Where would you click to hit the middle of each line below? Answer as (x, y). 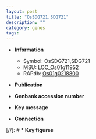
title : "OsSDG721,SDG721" (37, 17)
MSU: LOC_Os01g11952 (51, 67)
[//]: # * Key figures (30, 130)
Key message (31, 107)
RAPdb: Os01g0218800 (51, 74)
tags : (13, 33)
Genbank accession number (49, 96)
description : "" (26, 22)
